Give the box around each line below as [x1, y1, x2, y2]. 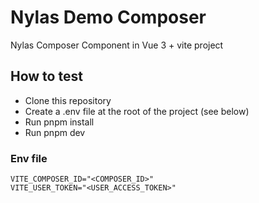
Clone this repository [24, 94, 112, 106]
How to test [10, 68, 83, 85]
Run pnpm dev [24, 126, 86, 138]
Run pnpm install [24, 116, 95, 128]
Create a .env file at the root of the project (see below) [24, 105, 250, 117]
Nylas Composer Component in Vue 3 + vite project [10, 39, 224, 51]
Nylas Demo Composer [10, 6, 207, 29]
